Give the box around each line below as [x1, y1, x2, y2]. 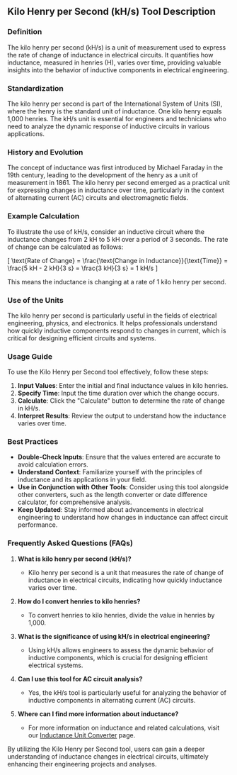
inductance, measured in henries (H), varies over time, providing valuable [7, 58, 221, 67]
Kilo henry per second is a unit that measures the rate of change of [28, 568, 224, 576]
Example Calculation [7, 211, 80, 221]
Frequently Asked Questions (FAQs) [7, 538, 133, 548]
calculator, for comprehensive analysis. [17, 498, 132, 506]
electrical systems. [28, 661, 83, 669]
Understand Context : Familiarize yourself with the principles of [17, 468, 203, 476]
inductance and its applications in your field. [17, 475, 147, 484]
